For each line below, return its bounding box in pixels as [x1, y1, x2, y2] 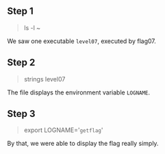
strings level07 [23, 75, 66, 83]
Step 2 [7, 57, 36, 68]
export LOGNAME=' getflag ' [23, 126, 103, 134]
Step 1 [7, 5, 34, 17]
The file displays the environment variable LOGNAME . [7, 88, 151, 97]
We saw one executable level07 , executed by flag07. [7, 37, 156, 45]
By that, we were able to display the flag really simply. [7, 140, 159, 148]
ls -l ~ [23, 23, 41, 31]
